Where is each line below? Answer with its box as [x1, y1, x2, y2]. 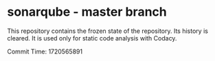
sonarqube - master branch [7, 4, 167, 20]
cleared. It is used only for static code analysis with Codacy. [7, 34, 177, 42]
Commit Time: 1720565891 [7, 47, 83, 56]
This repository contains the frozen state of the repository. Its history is [7, 27, 208, 35]
